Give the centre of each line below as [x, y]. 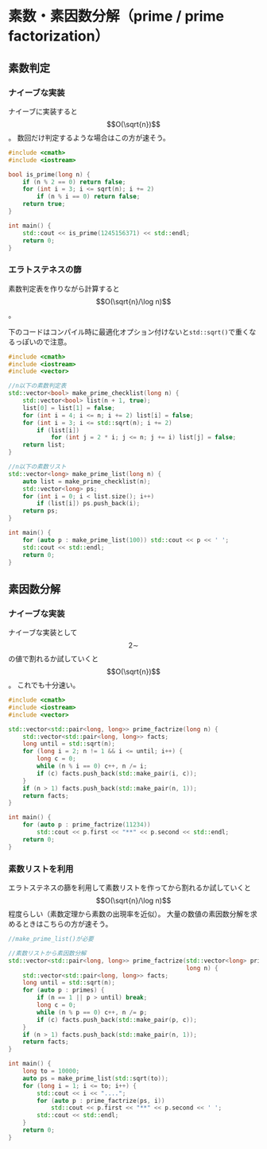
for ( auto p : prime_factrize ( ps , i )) [101, 1101]
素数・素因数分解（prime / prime [116, 16]
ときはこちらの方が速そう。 [67, 924]
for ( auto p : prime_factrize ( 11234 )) [87, 825]
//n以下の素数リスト [37, 467]
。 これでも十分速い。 [44, 685]
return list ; [44, 445]
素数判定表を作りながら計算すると [64, 288]
